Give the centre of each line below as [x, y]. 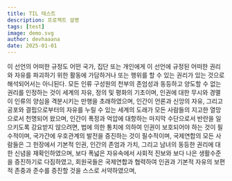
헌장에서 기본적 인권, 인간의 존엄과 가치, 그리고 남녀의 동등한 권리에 [123, 144]
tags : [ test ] [26, 26]
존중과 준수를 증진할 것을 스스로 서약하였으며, [75, 170]
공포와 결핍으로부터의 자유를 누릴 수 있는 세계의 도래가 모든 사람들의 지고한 [108, 110]
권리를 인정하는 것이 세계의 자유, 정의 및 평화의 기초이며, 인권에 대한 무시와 [108, 92]
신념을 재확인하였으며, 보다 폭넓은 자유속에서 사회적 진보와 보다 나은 [106, 153]
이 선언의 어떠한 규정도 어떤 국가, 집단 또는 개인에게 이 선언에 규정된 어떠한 [108, 66]
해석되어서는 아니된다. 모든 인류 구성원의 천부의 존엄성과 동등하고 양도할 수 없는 [114, 84]
